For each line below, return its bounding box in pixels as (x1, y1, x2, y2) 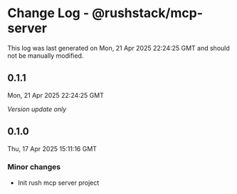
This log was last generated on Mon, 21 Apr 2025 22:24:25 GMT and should (7, 44, 230, 52)
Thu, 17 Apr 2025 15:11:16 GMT (7, 144, 98, 153)
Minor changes (7, 162, 61, 172)
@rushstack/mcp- (91, 5, 203, 21)
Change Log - (7, 5, 90, 21)
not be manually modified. (7, 51, 84, 60)
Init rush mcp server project (17, 178, 100, 187)
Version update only (7, 105, 67, 113)
